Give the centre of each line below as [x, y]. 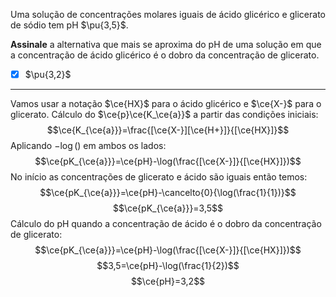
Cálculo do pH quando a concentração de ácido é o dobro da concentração [166, 224]
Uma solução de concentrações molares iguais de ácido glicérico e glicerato [168, 14]
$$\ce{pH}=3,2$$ [168, 281]
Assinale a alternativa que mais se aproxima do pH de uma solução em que [166, 44]
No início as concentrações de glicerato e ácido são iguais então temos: [159, 177]
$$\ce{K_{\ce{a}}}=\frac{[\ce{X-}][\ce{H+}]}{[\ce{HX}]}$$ [168, 130]
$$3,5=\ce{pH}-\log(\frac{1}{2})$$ [168, 266]
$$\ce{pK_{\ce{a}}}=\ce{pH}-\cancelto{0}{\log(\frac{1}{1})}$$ [168, 193]
